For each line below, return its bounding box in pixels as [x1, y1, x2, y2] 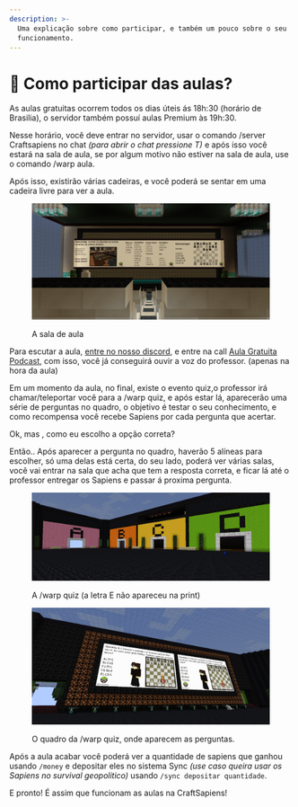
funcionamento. [17, 33, 74, 42]
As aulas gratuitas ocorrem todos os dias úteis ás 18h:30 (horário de [9, 103, 262, 114]
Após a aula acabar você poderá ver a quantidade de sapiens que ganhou [9, 750, 283, 761]
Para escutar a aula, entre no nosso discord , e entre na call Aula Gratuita [9, 346, 277, 357]
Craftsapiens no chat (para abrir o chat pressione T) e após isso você [9, 139, 267, 150]
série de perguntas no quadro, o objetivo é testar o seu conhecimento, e [9, 401, 276, 412]
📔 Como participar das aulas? [9, 73, 233, 93]
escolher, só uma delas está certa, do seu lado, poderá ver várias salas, [9, 455, 275, 466]
